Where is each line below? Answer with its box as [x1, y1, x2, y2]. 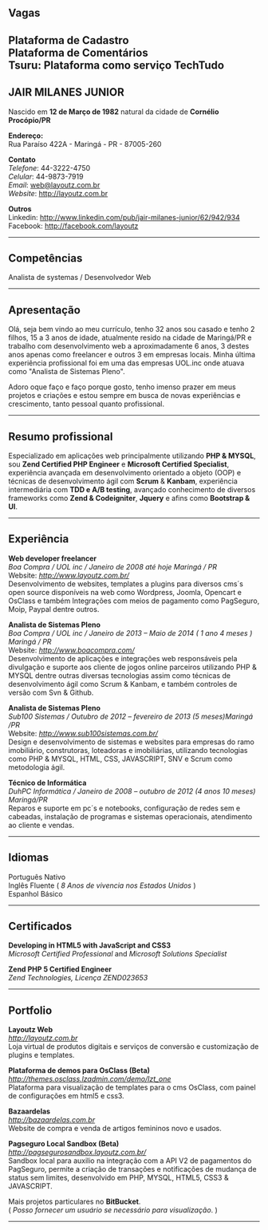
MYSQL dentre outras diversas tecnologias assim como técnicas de [8, 670, 231, 680]
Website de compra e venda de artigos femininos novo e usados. [8, 1124, 222, 1133]
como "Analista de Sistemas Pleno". [8, 367, 125, 376]
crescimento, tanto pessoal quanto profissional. [8, 399, 165, 409]
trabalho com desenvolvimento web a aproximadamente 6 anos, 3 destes [8, 341, 250, 351]
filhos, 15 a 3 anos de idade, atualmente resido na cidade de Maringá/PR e [8, 333, 252, 342]
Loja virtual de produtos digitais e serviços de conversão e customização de [8, 1042, 259, 1051]
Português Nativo [8, 872, 66, 881]
